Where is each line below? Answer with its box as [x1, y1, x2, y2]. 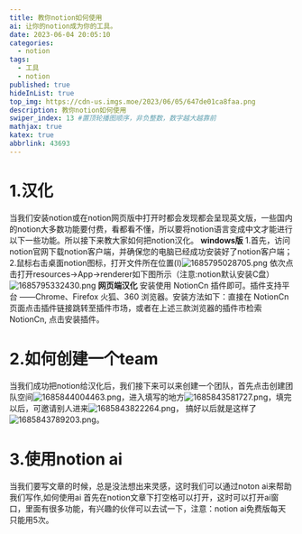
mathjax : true [9, 123, 63, 132]
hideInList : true [9, 88, 75, 97]
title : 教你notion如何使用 [9, 13, 103, 23]
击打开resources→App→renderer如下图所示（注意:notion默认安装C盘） [9, 268, 275, 280]
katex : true [9, 131, 54, 140]
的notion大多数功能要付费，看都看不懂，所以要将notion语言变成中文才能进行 [9, 223, 293, 235]
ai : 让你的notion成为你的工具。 [9, 22, 117, 31]
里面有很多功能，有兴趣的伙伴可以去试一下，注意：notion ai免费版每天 [24, 502, 287, 514]
